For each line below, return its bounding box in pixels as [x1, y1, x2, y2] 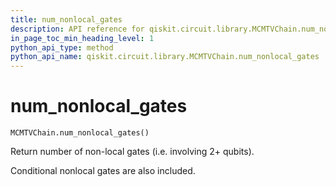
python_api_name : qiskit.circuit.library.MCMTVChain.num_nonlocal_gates [10, 52, 320, 62]
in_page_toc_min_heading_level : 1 [10, 33, 155, 43]
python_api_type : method [10, 42, 114, 53]
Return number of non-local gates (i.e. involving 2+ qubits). [10, 146, 255, 158]
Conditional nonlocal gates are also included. [10, 165, 196, 177]
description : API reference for [10, 24, 145, 34]
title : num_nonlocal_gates [10, 14, 123, 25]
